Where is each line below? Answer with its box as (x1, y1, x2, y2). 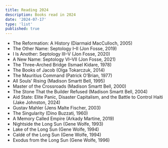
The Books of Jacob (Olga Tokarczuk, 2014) (12, 67, 105, 73)
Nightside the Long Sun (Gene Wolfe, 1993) (12, 121, 104, 127)
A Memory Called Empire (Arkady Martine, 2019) (12, 116, 114, 122)
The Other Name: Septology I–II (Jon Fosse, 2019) (12, 46, 117, 52)
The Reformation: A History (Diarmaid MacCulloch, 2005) (12, 40, 133, 46)
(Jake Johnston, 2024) (12, 99, 61, 105)
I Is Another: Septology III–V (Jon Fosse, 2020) (12, 51, 111, 57)
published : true (5, 26, 40, 31)
